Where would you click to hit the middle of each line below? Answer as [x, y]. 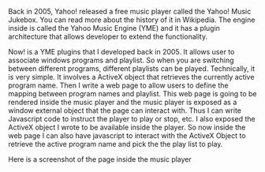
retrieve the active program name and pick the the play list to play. [116, 144]
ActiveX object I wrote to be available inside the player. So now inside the [127, 127]
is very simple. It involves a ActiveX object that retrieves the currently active [131, 77]
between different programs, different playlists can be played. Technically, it [132, 69]
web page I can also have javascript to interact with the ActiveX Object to [127, 136]
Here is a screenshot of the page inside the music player [100, 159]
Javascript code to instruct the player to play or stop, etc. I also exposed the [132, 119]
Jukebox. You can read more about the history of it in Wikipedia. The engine [132, 20]
